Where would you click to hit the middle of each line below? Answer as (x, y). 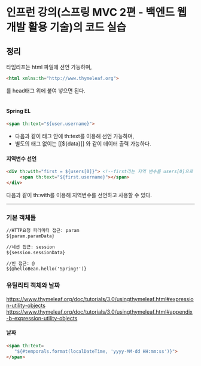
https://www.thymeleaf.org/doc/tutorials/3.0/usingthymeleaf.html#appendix (100, 312)
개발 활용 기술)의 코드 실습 (66, 27)
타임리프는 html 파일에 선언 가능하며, (49, 67)
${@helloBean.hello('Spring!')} (46, 269)
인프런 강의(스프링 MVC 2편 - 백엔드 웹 (97, 12)
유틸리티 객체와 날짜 (33, 285)
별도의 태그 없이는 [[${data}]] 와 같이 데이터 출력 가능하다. (83, 143)
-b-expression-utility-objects (42, 318)
